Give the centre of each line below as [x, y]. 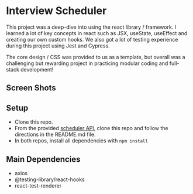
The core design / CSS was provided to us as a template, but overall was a [96, 57]
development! [37, 69]
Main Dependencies [43, 159]
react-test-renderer [38, 185]
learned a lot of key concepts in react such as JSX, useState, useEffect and [97, 33]
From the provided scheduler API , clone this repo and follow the [91, 128]
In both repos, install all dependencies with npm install [81, 141]
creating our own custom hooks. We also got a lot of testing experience [92, 39]
